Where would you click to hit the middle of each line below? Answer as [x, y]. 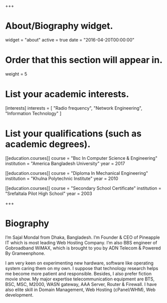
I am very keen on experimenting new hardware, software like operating [79, 263]
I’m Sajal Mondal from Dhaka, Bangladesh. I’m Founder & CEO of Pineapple [83, 237]
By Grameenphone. [25, 253]
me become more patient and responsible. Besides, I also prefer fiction [78, 273]
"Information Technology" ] [33, 113]
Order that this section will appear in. [84, 60]
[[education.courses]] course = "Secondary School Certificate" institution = [83, 188]
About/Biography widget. [59, 26]
